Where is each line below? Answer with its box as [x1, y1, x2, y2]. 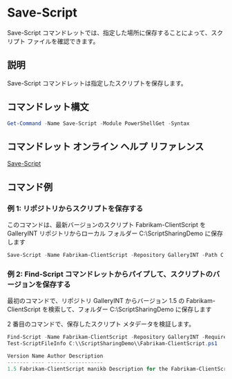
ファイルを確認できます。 [26, 37, 99, 46]
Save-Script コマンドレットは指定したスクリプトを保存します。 [7, 79, 188, 87]
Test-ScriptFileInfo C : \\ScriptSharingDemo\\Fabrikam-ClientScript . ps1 [7, 340, 217, 347]
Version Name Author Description [7, 352, 104, 360]
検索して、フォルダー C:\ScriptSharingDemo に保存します [48, 305, 212, 313]
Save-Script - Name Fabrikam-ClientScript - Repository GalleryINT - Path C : [7, 251, 227, 258]
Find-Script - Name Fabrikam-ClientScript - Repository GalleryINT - [7, 333, 206, 341]
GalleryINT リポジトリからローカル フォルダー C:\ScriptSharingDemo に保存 [7, 229, 223, 237]
